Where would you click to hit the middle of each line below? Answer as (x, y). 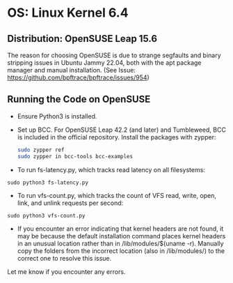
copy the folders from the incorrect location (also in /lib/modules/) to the (121, 251)
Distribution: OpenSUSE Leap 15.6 (82, 39)
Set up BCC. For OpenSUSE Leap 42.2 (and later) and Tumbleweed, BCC (121, 130)
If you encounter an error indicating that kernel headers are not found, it (120, 229)
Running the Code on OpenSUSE (79, 99)
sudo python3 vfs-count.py (46, 215)
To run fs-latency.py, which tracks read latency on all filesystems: (111, 169)
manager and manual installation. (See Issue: (71, 70)
